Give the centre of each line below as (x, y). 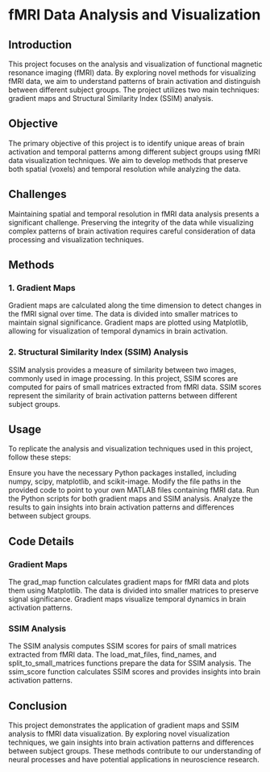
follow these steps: (39, 457)
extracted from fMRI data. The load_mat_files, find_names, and (112, 655)
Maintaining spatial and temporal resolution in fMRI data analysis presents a (134, 214)
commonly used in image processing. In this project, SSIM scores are (123, 378)
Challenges (37, 194)
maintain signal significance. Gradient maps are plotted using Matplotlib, (128, 323)
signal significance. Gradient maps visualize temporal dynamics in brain (127, 599)
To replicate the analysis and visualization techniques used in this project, (131, 449)
